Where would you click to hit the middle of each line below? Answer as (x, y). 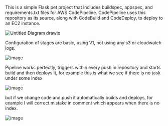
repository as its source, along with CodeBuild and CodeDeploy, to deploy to (84, 18)
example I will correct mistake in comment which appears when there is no (82, 103)
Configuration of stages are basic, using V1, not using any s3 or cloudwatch (83, 43)
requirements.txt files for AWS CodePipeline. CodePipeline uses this (75, 13)
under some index (24, 78)
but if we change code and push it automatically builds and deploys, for (79, 98)
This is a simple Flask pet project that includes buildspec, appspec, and (79, 7)
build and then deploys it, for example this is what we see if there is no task (83, 73)
